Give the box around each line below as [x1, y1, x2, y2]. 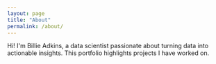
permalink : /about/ [7, 23, 64, 30]
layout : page [7, 10, 45, 17]
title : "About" [7, 17, 51, 23]
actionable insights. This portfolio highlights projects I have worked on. [7, 49, 210, 57]
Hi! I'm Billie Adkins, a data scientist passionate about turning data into [7, 42, 209, 50]
